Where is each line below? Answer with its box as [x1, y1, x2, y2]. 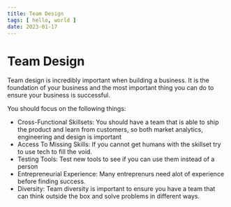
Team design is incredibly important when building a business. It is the [7, 76, 209, 84]
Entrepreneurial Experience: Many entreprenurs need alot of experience [17, 170, 225, 178]
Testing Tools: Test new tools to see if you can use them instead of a [17, 155, 215, 164]
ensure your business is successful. [7, 91, 110, 100]
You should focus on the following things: [7, 105, 126, 113]
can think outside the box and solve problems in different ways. [17, 192, 200, 201]
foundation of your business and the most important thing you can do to [7, 84, 214, 92]
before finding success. [17, 177, 86, 185]
